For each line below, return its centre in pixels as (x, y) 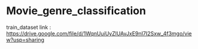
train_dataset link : (29, 27)
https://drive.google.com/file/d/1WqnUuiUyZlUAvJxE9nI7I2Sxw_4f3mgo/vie (99, 33)
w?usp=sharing (25, 40)
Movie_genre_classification (76, 11)
